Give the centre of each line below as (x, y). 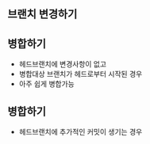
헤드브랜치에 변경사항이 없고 (63, 64)
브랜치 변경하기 (42, 14)
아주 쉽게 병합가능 (46, 84)
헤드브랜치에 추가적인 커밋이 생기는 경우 (81, 132)
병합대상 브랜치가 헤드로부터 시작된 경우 (81, 74)
